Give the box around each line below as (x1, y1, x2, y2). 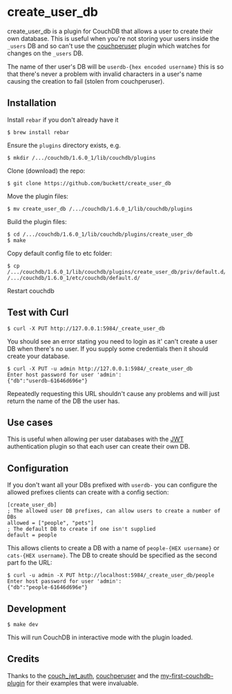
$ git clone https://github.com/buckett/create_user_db (7, 180, 171, 187)
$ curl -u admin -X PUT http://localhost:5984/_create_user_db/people (7, 572, 215, 579)
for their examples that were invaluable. (26, 679, 139, 687)
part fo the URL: (7, 559, 53, 567)
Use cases (7, 416, 53, 429)
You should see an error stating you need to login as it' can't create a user (7, 337, 217, 346)
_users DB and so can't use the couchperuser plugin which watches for (7, 41, 211, 50)
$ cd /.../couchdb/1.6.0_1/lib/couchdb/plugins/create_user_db (7, 231, 193, 238)
